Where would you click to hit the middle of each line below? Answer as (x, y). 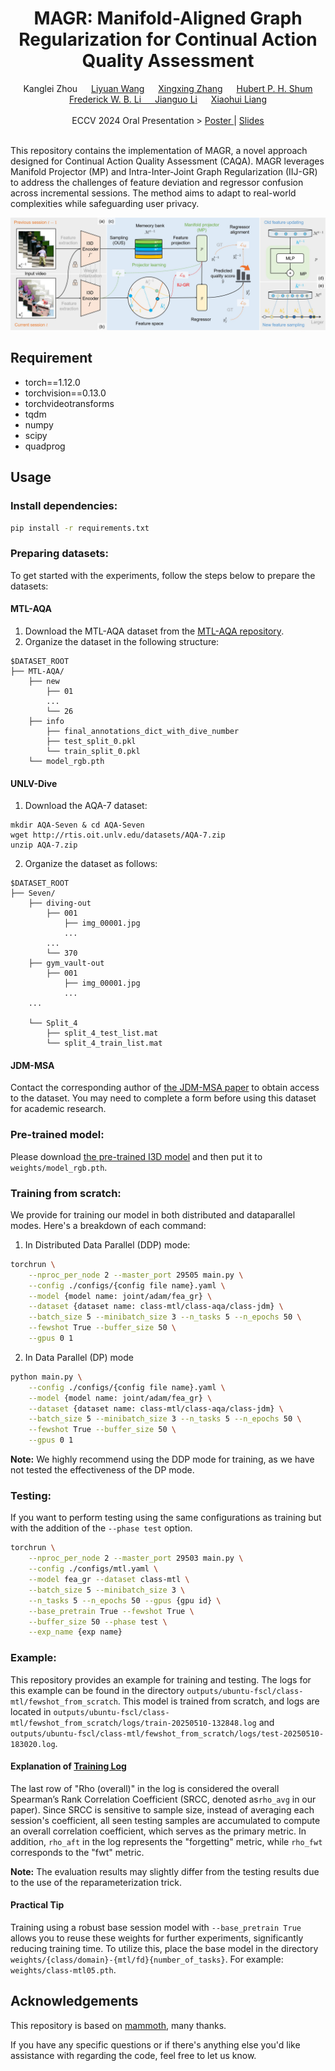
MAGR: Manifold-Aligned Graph (168, 18)
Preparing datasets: (59, 554)
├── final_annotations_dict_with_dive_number (143, 731)
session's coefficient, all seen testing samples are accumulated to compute (165, 1820)
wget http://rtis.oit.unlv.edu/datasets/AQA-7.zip (118, 835)
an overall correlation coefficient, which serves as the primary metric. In (158, 1831)
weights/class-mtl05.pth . (63, 1969)
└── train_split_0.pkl (93, 751)
